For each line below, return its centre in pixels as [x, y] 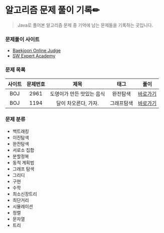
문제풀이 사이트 [23, 39]
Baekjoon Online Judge [37, 51]
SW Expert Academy [34, 56]
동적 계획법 [23, 162]
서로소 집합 [23, 150]
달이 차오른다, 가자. [77, 103]
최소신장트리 [25, 194]
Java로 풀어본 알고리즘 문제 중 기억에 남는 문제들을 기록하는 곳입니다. [85, 25]
